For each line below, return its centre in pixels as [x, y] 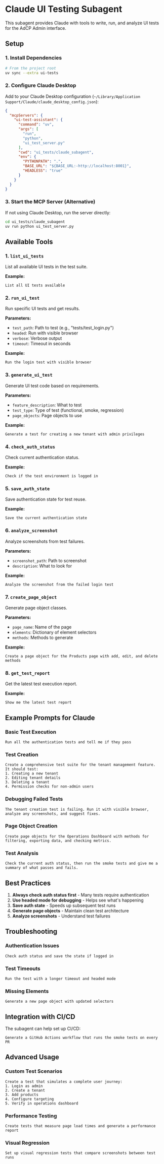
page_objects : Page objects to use [47, 415]
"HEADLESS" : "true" [43, 171]
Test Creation [22, 754]
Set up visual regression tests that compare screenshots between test [80, 1153]
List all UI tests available [35, 286]
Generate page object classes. [36, 608]
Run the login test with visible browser [48, 362]
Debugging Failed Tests [34, 799]
